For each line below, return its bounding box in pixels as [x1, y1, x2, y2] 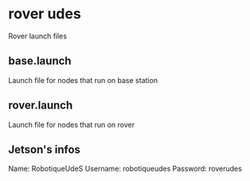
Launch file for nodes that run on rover [8, 120, 135, 129]
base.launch [8, 54, 72, 68]
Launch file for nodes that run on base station [8, 75, 158, 85]
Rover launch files [8, 31, 68, 41]
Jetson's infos [8, 143, 81, 156]
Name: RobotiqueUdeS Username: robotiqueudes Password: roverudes [8, 164, 243, 174]
